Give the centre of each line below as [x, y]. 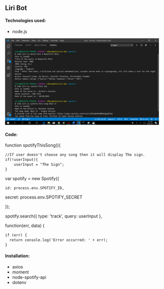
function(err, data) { [25, 226]
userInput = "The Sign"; [39, 165]
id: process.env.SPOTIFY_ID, [35, 188]
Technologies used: [26, 20]
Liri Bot [16, 8]
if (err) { [16, 235]
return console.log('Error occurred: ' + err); [59, 240]
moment [20, 272]
